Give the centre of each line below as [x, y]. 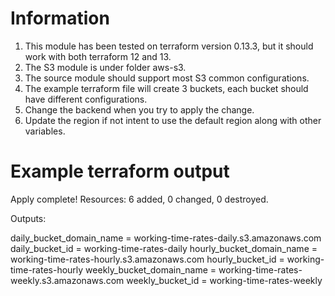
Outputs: [28, 218]
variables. [45, 131]
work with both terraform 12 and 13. [98, 56]
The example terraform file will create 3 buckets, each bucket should [166, 88]
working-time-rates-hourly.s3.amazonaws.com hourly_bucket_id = [147, 259]
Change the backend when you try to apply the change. [139, 109]
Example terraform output [120, 171]
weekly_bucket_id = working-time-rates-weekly [224, 280]
